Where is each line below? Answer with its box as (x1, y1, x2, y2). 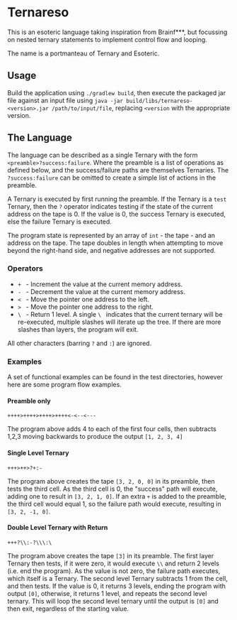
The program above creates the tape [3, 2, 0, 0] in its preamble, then (7, 477, 215, 485)
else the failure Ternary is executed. (7, 217, 112, 226)
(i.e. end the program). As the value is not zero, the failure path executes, (7, 566, 221, 575)
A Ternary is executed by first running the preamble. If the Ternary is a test (7, 195, 227, 203)
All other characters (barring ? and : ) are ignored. (7, 339, 152, 347)
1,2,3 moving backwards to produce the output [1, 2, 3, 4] (7, 433, 183, 441)
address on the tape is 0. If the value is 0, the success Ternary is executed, (7, 210, 226, 218)
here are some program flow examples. (7, 381, 122, 389)
